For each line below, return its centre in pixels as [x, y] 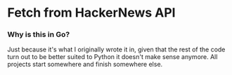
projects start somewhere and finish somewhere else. [85, 65]
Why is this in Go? [39, 35]
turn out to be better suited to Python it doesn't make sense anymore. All [112, 57]
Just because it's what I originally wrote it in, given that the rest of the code [116, 49]
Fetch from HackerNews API [91, 13]
